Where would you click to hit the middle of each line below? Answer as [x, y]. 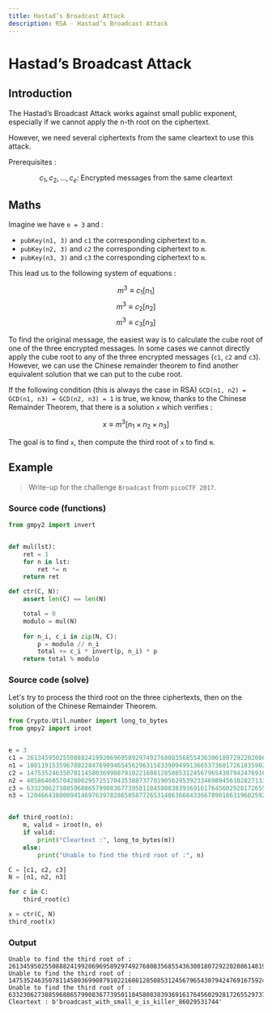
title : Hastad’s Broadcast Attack [67, 16]
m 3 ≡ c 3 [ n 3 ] [136, 322]
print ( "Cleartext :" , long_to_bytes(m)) [106, 840]
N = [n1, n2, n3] [38, 878]
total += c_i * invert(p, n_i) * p [98, 652]
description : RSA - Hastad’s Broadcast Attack [88, 24]
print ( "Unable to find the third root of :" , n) [121, 855]
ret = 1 [36, 554]
